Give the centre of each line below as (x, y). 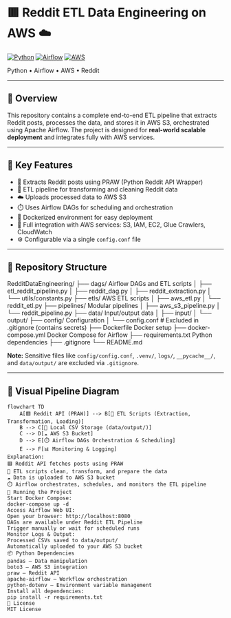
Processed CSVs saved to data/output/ (63, 541)
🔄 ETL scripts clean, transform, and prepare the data (87, 472)
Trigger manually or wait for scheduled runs (73, 528)
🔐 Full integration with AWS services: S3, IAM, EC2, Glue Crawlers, (111, 225)
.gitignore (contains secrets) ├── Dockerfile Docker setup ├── (97, 328)
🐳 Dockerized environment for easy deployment (85, 217)
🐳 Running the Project (40, 493)
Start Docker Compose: (40, 498)
